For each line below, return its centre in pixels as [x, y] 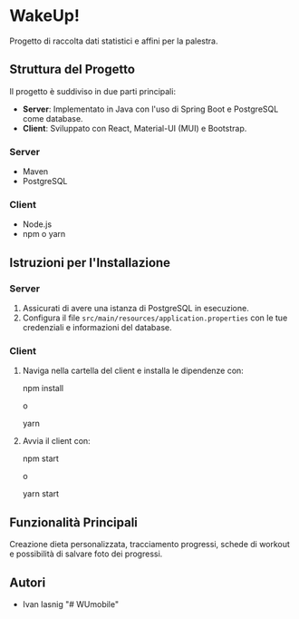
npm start [40, 458]
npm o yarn [44, 234]
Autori [28, 582]
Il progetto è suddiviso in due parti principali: [93, 91]
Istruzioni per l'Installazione [90, 263]
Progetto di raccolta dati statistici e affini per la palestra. [114, 41]
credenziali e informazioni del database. [97, 328]
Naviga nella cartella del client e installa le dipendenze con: [133, 371]
